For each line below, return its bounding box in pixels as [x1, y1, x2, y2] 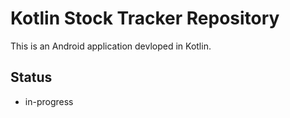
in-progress [24, 95, 74, 107]
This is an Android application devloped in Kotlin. [10, 40, 212, 52]
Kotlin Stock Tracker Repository [10, 7, 280, 30]
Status [10, 69, 53, 86]
